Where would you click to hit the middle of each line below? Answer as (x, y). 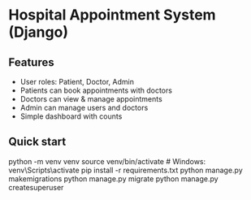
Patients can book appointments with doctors (96, 90)
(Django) (39, 32)
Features (31, 62)
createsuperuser (36, 187)
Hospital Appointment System (113, 15)
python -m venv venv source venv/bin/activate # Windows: (107, 161)
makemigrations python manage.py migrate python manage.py (113, 178)
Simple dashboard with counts (71, 116)
